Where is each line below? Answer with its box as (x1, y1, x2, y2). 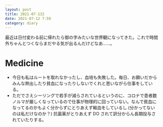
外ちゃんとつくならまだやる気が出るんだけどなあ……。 (5, 41, 115, 47)
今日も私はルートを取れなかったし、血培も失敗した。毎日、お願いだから (12, 75, 157, 80)
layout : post (5, 7, 32, 12)
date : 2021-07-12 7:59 (5, 16, 51, 21)
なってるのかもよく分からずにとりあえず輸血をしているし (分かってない (12, 105, 155, 111)
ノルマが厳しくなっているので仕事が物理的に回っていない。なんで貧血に (12, 99, 157, 105)
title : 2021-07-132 (5, 12, 45, 16)
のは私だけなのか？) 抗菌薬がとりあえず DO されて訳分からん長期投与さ (12, 111, 156, 117)
